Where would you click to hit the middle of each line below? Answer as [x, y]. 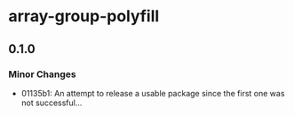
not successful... [52, 103]
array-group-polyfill [84, 16]
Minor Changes [42, 74]
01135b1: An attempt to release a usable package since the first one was [153, 93]
